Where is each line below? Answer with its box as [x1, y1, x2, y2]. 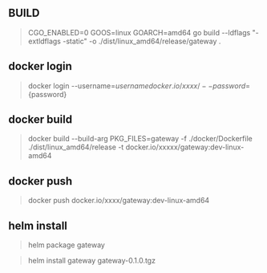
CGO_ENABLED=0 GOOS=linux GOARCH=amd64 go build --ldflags [27, 27, 251, 37]
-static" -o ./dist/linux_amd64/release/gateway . [63, 36, 221, 46]
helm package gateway [27, 240, 106, 250]
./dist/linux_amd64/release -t [27, 142, 124, 152]
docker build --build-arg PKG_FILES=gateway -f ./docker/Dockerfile [27, 134, 253, 144]
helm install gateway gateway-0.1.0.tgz [27, 256, 156, 266]
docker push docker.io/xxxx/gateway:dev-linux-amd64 [27, 196, 210, 206]
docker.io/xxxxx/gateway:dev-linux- [125, 142, 245, 152]
